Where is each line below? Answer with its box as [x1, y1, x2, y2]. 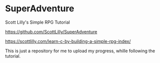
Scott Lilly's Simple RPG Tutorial [5, 19, 70, 25]
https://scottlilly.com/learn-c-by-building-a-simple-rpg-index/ [5, 38, 131, 44]
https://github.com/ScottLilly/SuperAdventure [5, 29, 97, 34]
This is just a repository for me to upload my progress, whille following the [5, 48, 156, 54]
